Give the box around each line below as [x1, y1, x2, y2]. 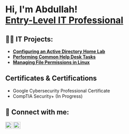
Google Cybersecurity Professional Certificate [12, 87, 110, 94]
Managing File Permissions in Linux [12, 59, 90, 65]
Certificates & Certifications [5, 74, 97, 83]
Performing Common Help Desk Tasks [12, 54, 96, 60]
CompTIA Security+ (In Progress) [12, 93, 83, 99]
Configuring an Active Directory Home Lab [12, 49, 105, 54]
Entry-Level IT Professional [5, 14, 124, 26]
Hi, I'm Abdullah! [5, 4, 78, 15]
